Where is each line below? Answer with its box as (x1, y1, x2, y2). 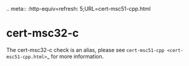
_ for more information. (47, 53, 104, 60)
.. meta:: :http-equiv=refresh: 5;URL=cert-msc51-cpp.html (6, 5, 151, 12)
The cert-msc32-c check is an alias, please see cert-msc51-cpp (6, 46, 165, 53)
